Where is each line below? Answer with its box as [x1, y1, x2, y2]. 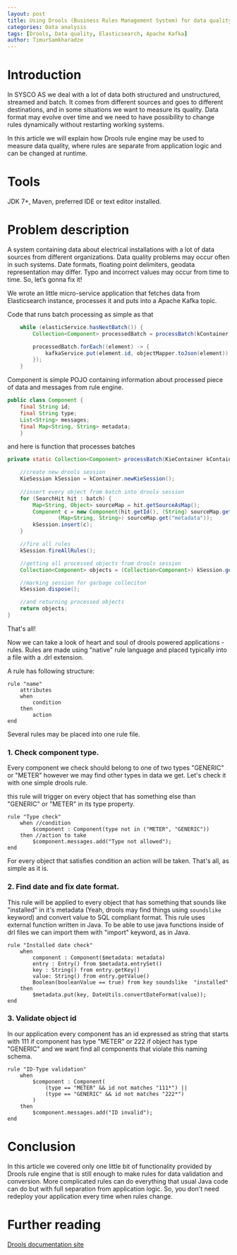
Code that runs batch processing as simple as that [7, 310, 154, 319]
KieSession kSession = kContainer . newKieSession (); [20, 475, 175, 482]
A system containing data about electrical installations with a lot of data [7, 245, 215, 254]
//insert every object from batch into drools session [20, 488, 185, 495]
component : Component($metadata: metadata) [32, 954, 166, 961]
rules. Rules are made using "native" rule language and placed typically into [7, 646, 227, 654]
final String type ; [20, 410, 78, 417]
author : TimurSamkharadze [7, 37, 83, 44]
